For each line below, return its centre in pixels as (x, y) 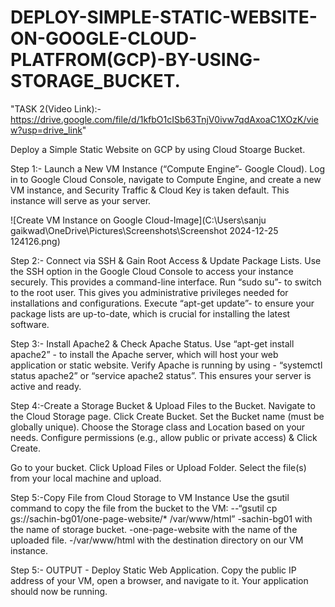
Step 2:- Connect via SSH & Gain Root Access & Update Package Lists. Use (166, 260)
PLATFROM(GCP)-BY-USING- (136, 60)
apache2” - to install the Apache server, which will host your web (144, 354)
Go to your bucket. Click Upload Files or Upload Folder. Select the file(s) (158, 467)
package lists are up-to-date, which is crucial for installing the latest (150, 313)
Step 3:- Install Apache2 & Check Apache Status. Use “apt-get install (152, 343)
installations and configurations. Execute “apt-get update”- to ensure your (162, 303)
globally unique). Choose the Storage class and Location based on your (158, 427)
